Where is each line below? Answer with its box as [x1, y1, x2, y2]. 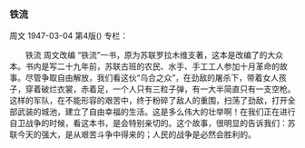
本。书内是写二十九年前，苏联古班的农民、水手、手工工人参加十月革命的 [9, 61, 280, 72]
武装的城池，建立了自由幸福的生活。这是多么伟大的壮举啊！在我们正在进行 [16, 106, 296, 117]
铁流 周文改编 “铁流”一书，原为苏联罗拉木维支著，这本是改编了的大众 [25, 50, 284, 61]
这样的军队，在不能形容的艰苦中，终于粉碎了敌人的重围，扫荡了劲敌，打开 [9, 95, 288, 106]
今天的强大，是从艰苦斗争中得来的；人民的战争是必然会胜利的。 [16, 129, 256, 140]
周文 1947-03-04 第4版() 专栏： [9, 30, 129, 42]
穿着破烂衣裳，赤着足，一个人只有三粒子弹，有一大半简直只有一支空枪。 [25, 84, 296, 94]
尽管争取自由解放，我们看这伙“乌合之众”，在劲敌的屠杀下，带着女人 [25, 73, 280, 84]
